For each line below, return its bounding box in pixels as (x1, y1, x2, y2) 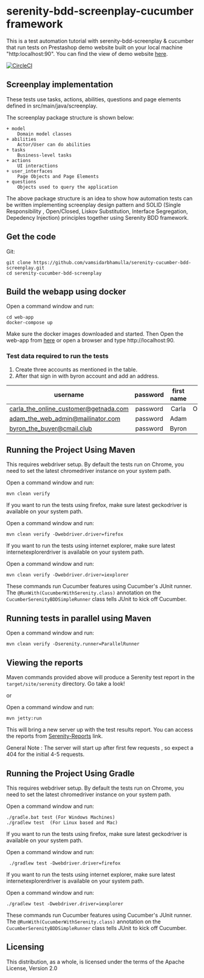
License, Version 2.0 (6, 964, 58, 972)
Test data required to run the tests (6, 352, 109, 361)
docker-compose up (6, 320, 53, 326)
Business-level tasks (17, 152, 72, 158)
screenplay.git (6, 265, 45, 271)
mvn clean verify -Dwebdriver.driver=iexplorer (6, 572, 129, 578)
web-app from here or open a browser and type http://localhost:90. (6, 337, 175, 344)
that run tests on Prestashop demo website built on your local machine (6, 44, 183, 51)
